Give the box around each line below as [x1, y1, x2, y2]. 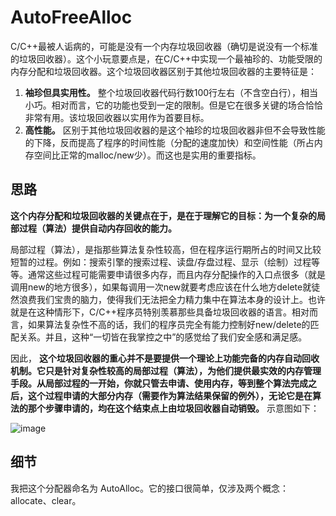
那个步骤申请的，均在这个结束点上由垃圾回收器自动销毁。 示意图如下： [27, 402, 320, 414]
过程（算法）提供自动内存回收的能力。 [18, 222, 177, 234]
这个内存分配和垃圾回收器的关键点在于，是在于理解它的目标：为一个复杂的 [10, 209, 317, 221]
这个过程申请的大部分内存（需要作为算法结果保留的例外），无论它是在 [27, 389, 313, 401]
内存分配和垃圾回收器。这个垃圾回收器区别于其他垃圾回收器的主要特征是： [10, 65, 317, 77]
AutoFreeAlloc [10, 6, 133, 29]
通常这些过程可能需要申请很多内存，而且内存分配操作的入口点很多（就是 [27, 268, 326, 280]
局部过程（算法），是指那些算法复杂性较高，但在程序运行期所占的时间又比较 [10, 243, 322, 255]
